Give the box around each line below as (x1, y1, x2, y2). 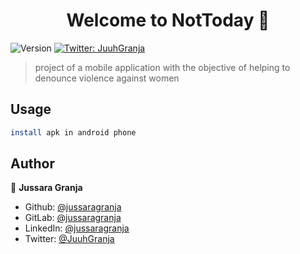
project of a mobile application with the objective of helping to (34, 61, 291, 73)
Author (10, 155, 55, 173)
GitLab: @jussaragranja (24, 212, 122, 224)
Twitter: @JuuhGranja (24, 233, 115, 245)
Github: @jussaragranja (24, 201, 122, 213)
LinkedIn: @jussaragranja (24, 222, 130, 234)
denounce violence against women (34, 72, 180, 84)
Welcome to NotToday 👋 (66, 9, 270, 32)
